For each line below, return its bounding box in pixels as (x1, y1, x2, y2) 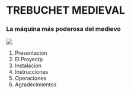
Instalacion (14, 62, 42, 69)
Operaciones (14, 75, 46, 82)
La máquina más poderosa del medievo (6, 25, 122, 33)
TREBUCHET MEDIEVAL (6, 4, 126, 17)
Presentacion (14, 49, 47, 57)
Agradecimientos (14, 81, 57, 88)
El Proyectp (14, 56, 43, 63)
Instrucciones (14, 68, 49, 76)
